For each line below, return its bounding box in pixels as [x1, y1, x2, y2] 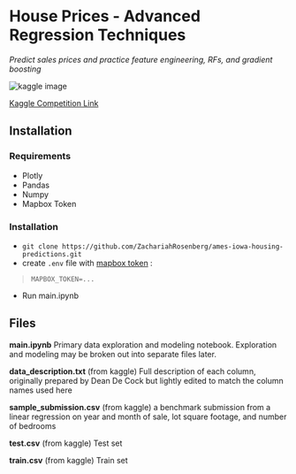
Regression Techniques [9, 25, 186, 45]
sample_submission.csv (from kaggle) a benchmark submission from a [9, 401, 271, 412]
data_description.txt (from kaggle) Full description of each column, [9, 365, 256, 377]
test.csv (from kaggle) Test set [9, 438, 123, 448]
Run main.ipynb [21, 290, 80, 301]
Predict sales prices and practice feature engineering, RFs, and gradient [9, 54, 273, 65]
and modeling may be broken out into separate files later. [9, 348, 216, 359]
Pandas [21, 180, 50, 190]
